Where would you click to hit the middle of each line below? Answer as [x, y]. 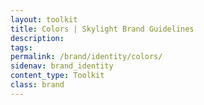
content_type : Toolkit [57, 76]
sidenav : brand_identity [62, 66]
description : [37, 38]
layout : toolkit [44, 19]
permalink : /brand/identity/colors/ [86, 57]
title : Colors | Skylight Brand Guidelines [102, 29]
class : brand [37, 85]
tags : [21, 47]
